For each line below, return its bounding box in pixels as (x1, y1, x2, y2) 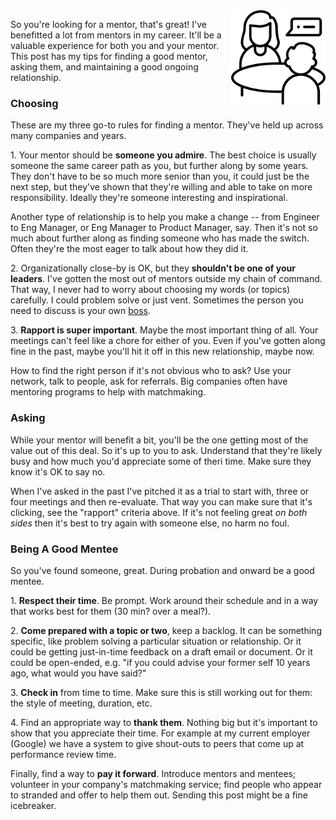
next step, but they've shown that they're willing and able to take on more (10, 181, 313, 193)
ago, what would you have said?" (10, 667, 147, 679)
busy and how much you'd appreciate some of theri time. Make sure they (10, 455, 312, 467)
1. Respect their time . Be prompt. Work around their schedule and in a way (10, 594, 319, 606)
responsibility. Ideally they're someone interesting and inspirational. (10, 192, 288, 204)
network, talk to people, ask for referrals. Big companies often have (10, 375, 288, 388)
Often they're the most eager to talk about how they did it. (10, 243, 249, 255)
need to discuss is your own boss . (10, 305, 152, 317)
